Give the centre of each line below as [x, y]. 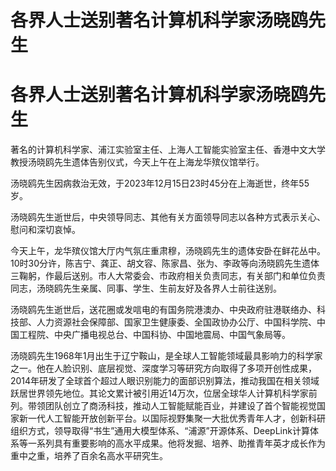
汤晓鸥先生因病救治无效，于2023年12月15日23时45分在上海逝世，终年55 [160, 183]
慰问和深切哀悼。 [45, 230]
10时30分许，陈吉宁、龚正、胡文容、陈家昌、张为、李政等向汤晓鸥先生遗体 [165, 263]
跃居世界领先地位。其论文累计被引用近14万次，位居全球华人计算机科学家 [159, 393]
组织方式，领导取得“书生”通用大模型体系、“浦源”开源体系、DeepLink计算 [160, 431]
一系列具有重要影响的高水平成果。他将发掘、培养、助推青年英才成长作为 [176, 443]
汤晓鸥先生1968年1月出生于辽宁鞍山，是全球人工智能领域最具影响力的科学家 [166, 356]
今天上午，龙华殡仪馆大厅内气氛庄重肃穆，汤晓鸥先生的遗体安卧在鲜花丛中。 [168, 251]
